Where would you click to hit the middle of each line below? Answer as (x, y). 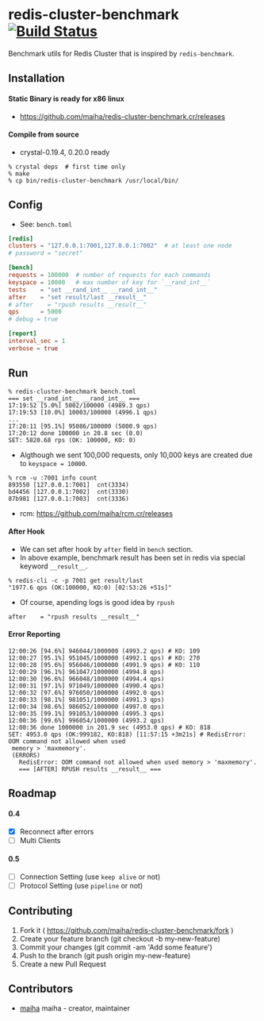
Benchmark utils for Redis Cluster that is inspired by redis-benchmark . (122, 53)
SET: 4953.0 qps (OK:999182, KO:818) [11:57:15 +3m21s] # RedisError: (127, 735)
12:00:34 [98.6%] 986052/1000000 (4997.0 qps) (86, 707)
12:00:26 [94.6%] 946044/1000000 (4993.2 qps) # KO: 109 (104, 651)
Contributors (41, 989)
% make (19, 173)
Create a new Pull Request (63, 964)
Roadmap (33, 794)
